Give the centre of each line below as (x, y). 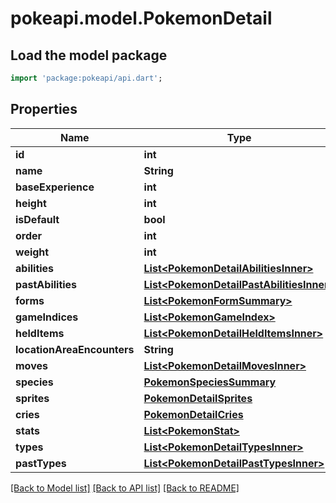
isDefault (37, 219)
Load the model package (89, 55)
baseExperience (55, 187)
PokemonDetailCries (193, 414)
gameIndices (47, 317)
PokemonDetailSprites (198, 398)
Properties (44, 109)
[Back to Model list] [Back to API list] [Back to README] (125, 488)
